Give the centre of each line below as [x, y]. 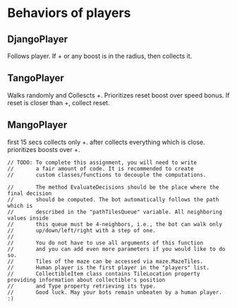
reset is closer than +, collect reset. [59, 102]
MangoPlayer [37, 125]
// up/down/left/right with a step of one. [82, 230]
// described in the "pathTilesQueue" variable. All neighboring [115, 212]
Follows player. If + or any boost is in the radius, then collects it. [100, 56]
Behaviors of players [69, 13]
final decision [30, 193]
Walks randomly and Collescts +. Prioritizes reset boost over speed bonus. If [119, 95]
